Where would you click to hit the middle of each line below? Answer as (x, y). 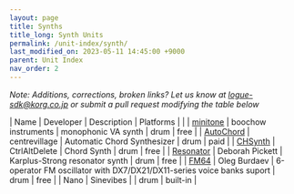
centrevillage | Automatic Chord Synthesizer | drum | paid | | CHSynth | (142, 141)
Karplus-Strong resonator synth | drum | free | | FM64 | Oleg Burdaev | (142, 160)
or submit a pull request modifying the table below (164, 104)
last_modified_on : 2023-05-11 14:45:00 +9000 (97, 52)
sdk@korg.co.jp (39, 104)
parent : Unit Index (46, 60)
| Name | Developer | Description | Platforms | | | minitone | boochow (138, 122)
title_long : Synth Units (56, 35)
